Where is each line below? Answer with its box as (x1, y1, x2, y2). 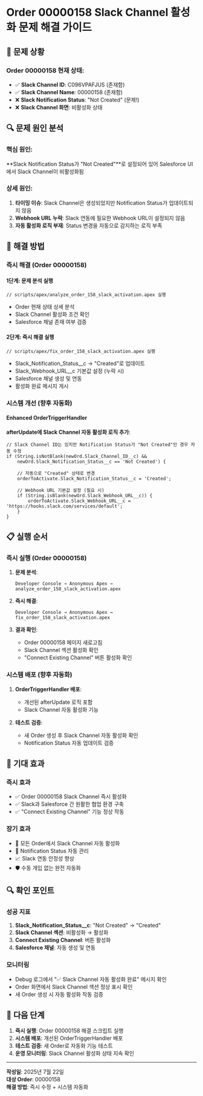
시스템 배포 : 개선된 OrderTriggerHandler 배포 (14, 1034, 123, 1042)
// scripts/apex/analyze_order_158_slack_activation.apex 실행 (6, 292, 166, 298)
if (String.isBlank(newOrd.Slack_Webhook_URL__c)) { (17, 492, 153, 498)
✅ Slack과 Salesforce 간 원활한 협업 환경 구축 (14, 801, 124, 808)
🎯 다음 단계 (6, 1010, 45, 1020)
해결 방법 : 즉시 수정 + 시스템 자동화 (6, 1083, 89, 1091)
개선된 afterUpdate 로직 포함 (24, 698, 93, 706)
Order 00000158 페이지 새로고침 (24, 639, 103, 646)
